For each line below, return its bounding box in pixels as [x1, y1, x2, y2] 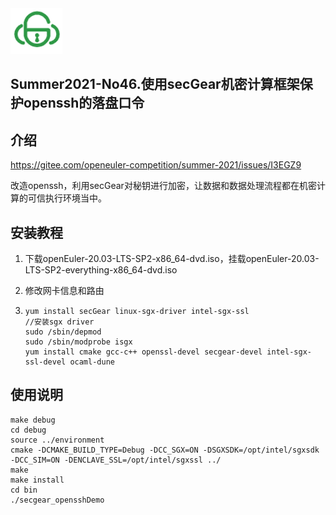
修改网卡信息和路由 [24, 285, 105, 297]
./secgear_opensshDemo [10, 495, 105, 505]
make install [10, 475, 65, 485]
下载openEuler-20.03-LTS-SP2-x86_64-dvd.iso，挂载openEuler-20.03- [24, 253, 320, 265]
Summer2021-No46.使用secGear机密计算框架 [10, 76, 300, 93]
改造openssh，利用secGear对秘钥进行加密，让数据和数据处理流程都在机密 [10, 180, 317, 192]
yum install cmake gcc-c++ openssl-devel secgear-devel [24, 347, 263, 357]
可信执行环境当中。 [27, 192, 107, 204]
